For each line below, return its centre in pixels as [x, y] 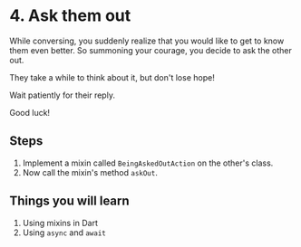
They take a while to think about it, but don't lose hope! [112, 77]
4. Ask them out [70, 16]
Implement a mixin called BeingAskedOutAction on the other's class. [148, 163]
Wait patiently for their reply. [63, 95]
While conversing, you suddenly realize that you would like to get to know [147, 41]
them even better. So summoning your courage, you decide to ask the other [151, 50]
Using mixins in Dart [60, 223]
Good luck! [30, 112]
